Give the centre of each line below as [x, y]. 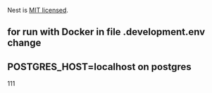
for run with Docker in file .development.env [106, 32]
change [24, 43]
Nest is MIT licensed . [38, 10]
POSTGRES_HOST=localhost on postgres [99, 67]
